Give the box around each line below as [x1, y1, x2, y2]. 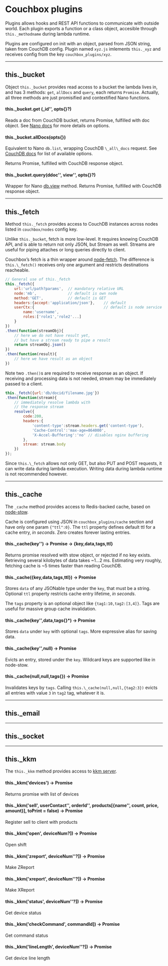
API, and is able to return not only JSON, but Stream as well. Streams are [5, 241, 155, 247]
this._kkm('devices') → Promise [5, 780, 73, 786]
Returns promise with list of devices [5, 791, 79, 797]
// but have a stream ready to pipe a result [14, 338, 111, 343]
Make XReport [5, 887, 35, 893]
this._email [5, 709, 40, 718]
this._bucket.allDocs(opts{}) [5, 134, 66, 140]
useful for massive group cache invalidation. [5, 606, 96, 612]
